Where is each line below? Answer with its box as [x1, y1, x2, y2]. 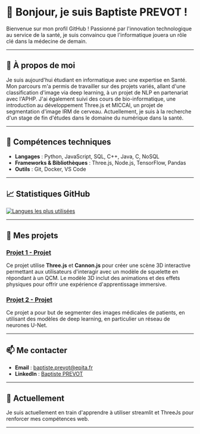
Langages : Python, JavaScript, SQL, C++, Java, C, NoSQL [14, 153, 160, 160]
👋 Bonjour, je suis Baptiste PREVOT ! [6, 5, 188, 19]
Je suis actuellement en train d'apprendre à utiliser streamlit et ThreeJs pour [6, 408, 194, 416]
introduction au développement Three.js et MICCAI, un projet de [6, 101, 164, 109]
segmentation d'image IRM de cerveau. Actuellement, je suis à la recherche [6, 108, 192, 115]
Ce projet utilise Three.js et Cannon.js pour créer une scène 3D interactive [6, 262, 190, 269]
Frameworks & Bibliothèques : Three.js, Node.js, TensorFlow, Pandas [14, 159, 186, 166]
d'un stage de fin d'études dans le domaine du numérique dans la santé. [6, 114, 184, 121]
